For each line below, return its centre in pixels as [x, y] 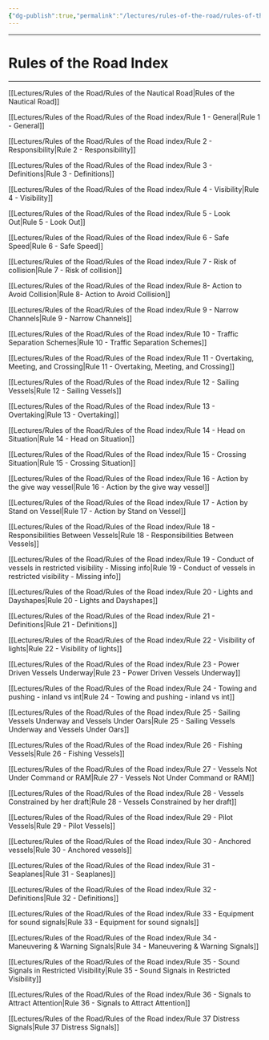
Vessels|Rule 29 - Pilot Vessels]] [62, 826]
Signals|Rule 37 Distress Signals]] [64, 1027]
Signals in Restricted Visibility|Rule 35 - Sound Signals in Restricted [119, 970]
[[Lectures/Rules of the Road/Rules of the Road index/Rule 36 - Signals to [130, 994]
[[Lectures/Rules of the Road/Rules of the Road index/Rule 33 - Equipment [131, 913]
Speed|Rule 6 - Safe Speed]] [56, 246]
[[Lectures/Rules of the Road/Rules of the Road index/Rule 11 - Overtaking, [131, 357]
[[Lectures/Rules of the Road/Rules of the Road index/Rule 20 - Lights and [131, 592]
